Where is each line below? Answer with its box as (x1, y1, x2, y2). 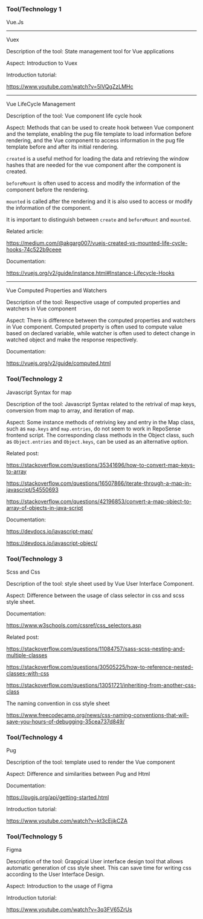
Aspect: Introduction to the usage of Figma (6, 883, 113, 890)
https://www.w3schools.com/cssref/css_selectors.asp (6, 621, 142, 629)
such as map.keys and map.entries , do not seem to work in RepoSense (6, 425, 181, 432)
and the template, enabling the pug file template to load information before (6, 130, 192, 138)
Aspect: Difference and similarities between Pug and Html (6, 770, 150, 778)
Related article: (6, 228, 44, 235)
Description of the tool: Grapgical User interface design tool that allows (6, 858, 183, 865)
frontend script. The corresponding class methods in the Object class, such (6, 431, 195, 438)
